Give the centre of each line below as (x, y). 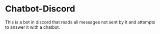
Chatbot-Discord (40, 9)
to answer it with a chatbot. (33, 27)
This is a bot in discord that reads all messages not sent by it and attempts (80, 22)
